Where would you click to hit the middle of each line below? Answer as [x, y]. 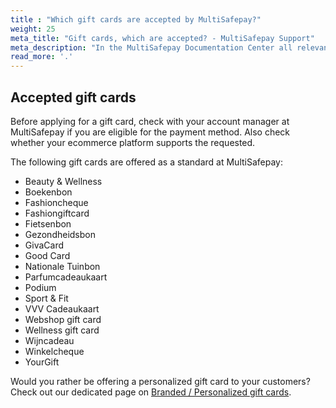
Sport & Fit [46, 298]
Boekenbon [48, 192]
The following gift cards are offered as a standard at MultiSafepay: [147, 162]
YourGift [42, 362]
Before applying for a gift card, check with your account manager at [150, 121]
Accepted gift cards [73, 97]
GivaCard [44, 245]
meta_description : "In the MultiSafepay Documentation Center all [151, 47]
